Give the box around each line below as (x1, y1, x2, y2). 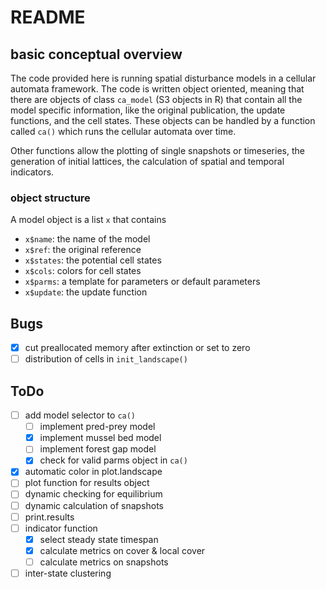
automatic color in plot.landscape (24, 466, 163, 478)
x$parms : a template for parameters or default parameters (24, 276, 261, 288)
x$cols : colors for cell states (24, 265, 142, 277)
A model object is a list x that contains (10, 214, 167, 226)
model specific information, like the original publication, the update (10, 104, 286, 116)
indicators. (10, 166, 55, 178)
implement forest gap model (39, 443, 157, 455)
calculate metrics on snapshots (39, 556, 169, 568)
